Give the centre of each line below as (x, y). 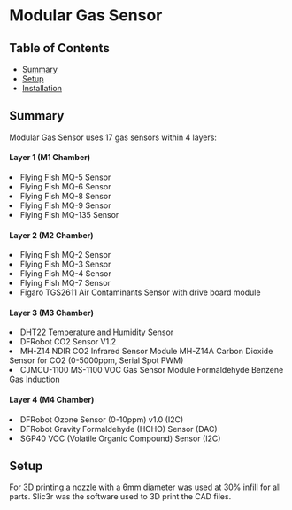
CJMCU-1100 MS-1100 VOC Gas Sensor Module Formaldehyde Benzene (152, 370)
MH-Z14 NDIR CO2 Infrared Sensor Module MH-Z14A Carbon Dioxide (147, 352)
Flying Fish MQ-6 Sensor (66, 187)
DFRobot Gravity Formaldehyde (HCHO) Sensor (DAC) (119, 429)
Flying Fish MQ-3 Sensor (66, 264)
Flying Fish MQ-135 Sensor (70, 215)
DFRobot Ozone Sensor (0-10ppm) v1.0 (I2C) (102, 419)
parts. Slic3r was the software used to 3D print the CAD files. (120, 497)
